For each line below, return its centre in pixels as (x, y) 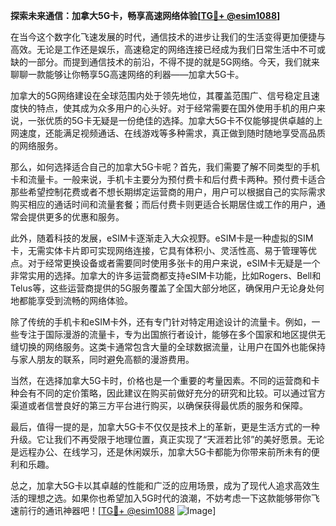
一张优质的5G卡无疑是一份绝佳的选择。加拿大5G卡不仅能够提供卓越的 (171, 120)
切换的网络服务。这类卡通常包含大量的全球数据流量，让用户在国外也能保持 (172, 347)
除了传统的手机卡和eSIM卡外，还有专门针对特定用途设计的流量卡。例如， (161, 322)
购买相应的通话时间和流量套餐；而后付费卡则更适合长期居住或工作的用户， (163, 204)
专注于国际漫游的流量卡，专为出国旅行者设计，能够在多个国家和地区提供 (167, 334)
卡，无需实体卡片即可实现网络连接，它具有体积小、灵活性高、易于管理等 (159, 250)
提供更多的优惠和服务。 (76, 217)
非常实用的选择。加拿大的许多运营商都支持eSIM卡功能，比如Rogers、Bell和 (166, 275)
